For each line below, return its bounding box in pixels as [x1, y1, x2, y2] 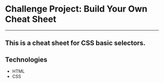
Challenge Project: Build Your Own [5, 3, 147, 15]
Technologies [5, 55, 48, 64]
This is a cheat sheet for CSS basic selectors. [5, 39, 145, 47]
